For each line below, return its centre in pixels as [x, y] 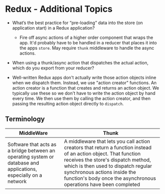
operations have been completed [102, 184]
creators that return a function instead [108, 147]
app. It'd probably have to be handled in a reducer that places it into [88, 42]
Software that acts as [32, 144]
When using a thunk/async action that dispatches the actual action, [80, 63]
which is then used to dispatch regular [108, 166]
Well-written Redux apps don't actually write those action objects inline [84, 77]
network [17, 181]
